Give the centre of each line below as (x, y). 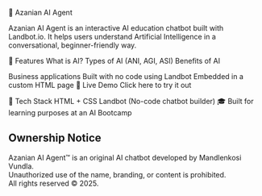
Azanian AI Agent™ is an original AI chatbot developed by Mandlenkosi (125, 157)
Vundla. (21, 166)
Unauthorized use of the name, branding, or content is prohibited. (117, 174)
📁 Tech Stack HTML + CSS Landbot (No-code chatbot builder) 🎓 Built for (131, 101)
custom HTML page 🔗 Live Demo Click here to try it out (100, 85)
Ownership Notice (55, 138)
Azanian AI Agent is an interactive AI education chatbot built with (116, 28)
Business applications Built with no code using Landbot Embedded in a (126, 76)
